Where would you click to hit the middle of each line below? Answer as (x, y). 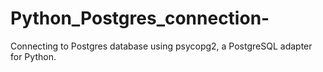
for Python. (33, 56)
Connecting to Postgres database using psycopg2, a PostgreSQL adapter (161, 46)
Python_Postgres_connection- (140, 18)
